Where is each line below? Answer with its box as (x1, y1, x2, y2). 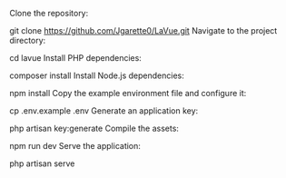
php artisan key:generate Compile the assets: (9, 123, 180, 133)
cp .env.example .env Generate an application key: (9, 105, 199, 116)
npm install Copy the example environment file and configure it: (9, 88, 247, 98)
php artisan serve (9, 158, 75, 169)
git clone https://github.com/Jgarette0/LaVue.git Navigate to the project (9, 25, 278, 35)
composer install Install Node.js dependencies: (9, 70, 184, 81)
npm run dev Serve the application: (9, 141, 141, 151)
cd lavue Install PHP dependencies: (9, 53, 143, 63)
